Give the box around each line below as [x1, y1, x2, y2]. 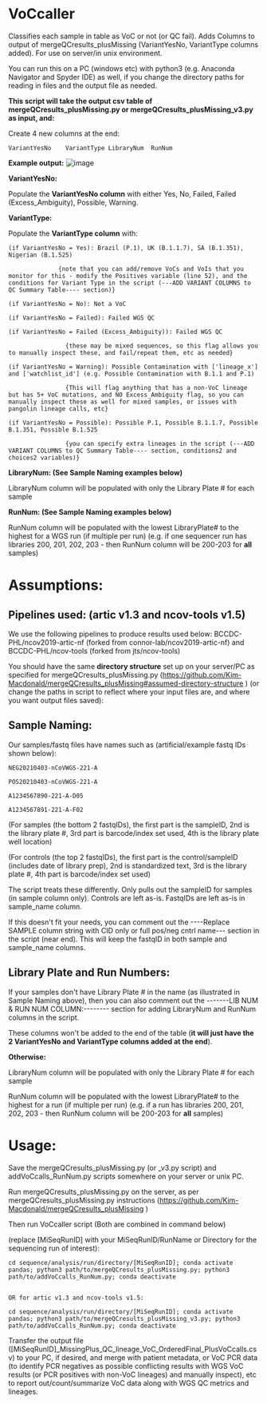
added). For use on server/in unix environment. [8, 48, 163, 58]
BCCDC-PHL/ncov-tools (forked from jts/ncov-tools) [8, 646, 181, 655]
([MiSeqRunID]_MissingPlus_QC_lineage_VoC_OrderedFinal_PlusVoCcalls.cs [8, 1344, 257, 1354]
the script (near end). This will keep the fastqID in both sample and [8, 934, 227, 944]
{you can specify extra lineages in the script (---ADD [65, 439, 255, 447]
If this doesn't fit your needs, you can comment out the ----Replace [8, 917, 230, 927]
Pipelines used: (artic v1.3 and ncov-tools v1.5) [8, 608, 245, 622]
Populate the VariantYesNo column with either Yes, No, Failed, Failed [8, 189, 237, 198]
